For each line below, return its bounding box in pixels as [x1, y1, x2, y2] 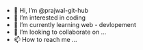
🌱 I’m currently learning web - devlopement [13, 21, 137, 28]
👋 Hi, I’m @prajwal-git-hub [13, 7, 89, 14]
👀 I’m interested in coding [13, 14, 86, 22]
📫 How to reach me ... [13, 36, 77, 43]
